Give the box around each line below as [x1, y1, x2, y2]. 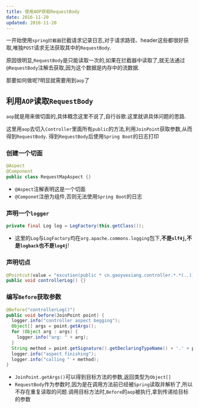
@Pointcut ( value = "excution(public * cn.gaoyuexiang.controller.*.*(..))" [6, 272, 197, 278]
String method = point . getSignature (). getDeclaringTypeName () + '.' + [11, 345, 190, 351]
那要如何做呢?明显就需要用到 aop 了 [6, 77, 90, 84]
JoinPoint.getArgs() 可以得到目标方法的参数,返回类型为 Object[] [14, 374, 172, 381]
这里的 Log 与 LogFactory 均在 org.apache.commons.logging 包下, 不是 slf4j [14, 235, 185, 242]
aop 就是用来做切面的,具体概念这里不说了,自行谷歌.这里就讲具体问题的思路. [6, 113, 187, 120]
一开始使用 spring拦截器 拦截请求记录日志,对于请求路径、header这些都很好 [6, 37, 184, 44]
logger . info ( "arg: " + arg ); [17, 334, 89, 340]
